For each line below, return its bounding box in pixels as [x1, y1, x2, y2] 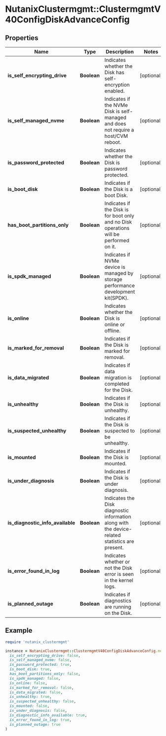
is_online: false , [9, 681, 48, 686]
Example [5, 626, 33, 635]
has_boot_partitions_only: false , [9, 671, 81, 677]
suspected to [104, 428, 135, 434]
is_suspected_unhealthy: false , [9, 699, 77, 704]
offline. [104, 327, 121, 334]
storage [104, 276, 123, 283]
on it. [104, 243, 116, 250]
